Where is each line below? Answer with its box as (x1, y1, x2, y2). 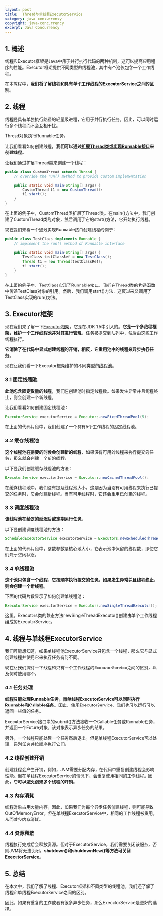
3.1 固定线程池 (5, 376, 38, 383)
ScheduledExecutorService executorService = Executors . (5, 536, 120, 541)
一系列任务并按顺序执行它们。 (9, 741, 69, 747)
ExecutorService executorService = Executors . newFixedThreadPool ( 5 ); (5, 414, 149, 419)
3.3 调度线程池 (5, 504, 39, 511)
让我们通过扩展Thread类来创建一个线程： (5, 159, 88, 166)
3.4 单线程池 (5, 565, 35, 572)
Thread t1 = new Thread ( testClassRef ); (22, 259, 103, 264)
